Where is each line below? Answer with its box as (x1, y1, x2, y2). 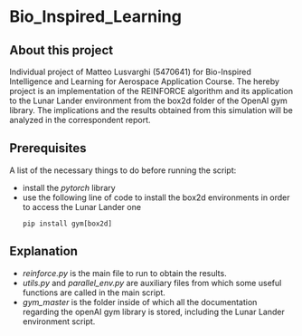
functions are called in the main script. (22, 287, 165, 298)
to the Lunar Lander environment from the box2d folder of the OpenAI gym (9, 95, 288, 106)
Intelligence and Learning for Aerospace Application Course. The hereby (9, 76, 280, 87)
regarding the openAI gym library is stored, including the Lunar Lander (22, 306, 285, 317)
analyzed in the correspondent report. (9, 115, 151, 125)
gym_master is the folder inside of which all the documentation (22, 296, 258, 307)
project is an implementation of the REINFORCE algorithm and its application (9, 86, 294, 96)
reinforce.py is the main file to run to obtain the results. (22, 267, 228, 278)
